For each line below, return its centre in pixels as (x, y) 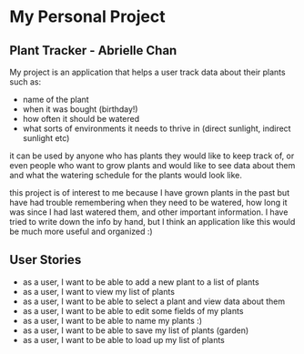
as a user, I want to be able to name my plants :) (112, 320)
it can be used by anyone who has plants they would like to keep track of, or (152, 156)
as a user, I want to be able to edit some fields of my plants (133, 310)
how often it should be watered (81, 119)
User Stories (46, 260)
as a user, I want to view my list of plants (99, 291)
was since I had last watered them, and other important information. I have (149, 212)
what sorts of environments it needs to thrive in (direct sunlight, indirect (157, 128)
